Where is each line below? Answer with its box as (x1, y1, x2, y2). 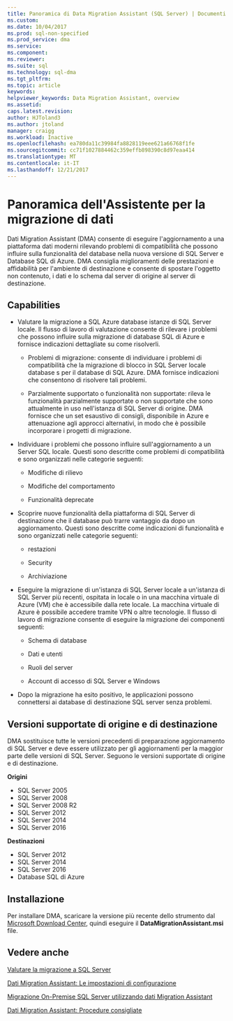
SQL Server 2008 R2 (17, 801, 77, 810)
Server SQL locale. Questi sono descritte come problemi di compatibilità (17, 448, 225, 456)
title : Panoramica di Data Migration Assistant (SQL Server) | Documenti (7, 10, 227, 17)
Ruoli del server (27, 664, 73, 672)
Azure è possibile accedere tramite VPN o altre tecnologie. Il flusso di (17, 608, 217, 616)
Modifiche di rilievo (27, 469, 83, 477)
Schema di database (27, 636, 87, 645)
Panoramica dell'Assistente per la (7, 197, 206, 212)
